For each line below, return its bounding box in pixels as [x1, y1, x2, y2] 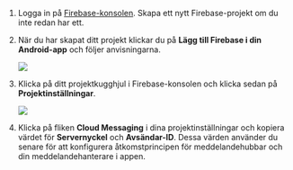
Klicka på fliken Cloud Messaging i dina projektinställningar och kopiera [17, 122, 285, 133]
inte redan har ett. [17, 17, 84, 28]
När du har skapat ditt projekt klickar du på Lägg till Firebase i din [17, 35, 262, 45]
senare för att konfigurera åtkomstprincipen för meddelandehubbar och [17, 141, 283, 152]
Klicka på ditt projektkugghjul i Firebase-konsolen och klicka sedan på [17, 78, 278, 89]
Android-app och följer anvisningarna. [17, 44, 162, 55]
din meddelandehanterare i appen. [17, 151, 146, 161]
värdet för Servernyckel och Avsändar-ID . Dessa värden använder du [17, 132, 279, 142]
